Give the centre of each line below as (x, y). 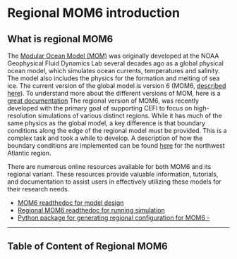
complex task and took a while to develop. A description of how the (105, 138)
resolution (22, 115)
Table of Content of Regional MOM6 (87, 247)
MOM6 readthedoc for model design (71, 203)
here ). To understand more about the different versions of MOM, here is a (114, 93)
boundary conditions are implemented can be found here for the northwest (116, 145)
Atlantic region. (29, 153)
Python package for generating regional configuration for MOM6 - (114, 217)
